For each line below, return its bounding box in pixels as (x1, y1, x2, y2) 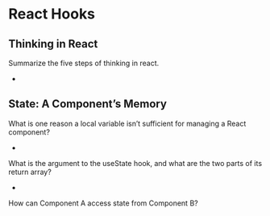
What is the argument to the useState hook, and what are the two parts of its (8, 158, 263, 168)
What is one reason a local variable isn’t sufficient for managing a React (8, 118, 247, 128)
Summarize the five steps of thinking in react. (8, 58, 160, 68)
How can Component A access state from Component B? (8, 198, 199, 208)
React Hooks (8, 5, 95, 23)
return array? (8, 167, 52, 177)
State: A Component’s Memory (8, 98, 168, 111)
